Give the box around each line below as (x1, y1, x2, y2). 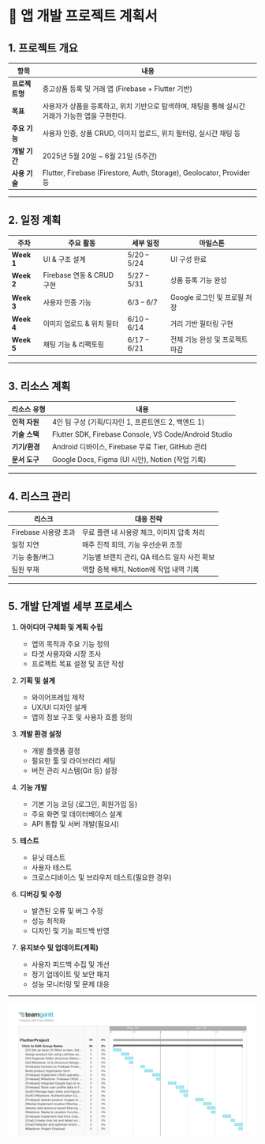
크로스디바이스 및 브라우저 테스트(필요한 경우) (31, 872, 172, 882)
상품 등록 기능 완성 (170, 275, 227, 285)
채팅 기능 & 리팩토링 (43, 339, 105, 349)
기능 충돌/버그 (11, 552, 55, 562)
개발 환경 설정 (19, 729, 62, 738)
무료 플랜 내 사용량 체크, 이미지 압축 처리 (81, 527, 205, 536)
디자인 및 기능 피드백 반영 (31, 926, 110, 935)
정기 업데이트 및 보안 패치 (31, 969, 110, 979)
